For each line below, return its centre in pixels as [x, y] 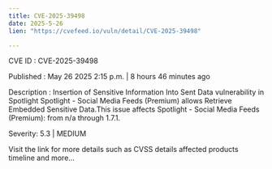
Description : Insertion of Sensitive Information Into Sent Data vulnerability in [136, 92]
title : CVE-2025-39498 [47, 16]
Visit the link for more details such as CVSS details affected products [123, 150]
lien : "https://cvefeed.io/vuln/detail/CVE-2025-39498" [105, 31]
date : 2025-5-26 [36, 23]
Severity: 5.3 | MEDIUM [47, 133]
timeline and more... [42, 158]
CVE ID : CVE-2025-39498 [54, 61]
